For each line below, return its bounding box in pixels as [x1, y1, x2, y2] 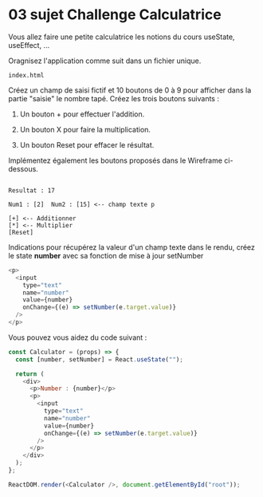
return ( [15, 369, 45, 378]
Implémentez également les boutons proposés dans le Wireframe [8, 156, 223, 165]
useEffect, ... [8, 40, 50, 49]
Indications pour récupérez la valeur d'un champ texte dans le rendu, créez [8, 242, 255, 252]
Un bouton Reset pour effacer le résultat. [19, 140, 155, 149]
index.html [8, 71, 45, 79]
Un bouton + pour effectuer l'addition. [19, 109, 145, 119]
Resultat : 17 [8, 186, 56, 195]
